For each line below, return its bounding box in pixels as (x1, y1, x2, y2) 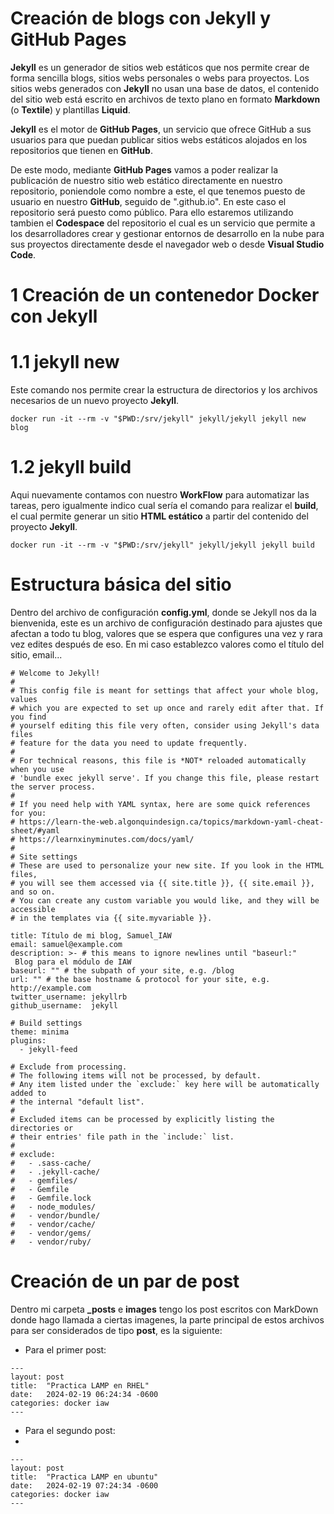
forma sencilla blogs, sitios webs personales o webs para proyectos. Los (10, 72, 310, 84)
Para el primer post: (24, 1343, 107, 1356)
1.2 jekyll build (10, 456, 132, 479)
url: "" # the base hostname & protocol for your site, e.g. (10, 974, 271, 984)
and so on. (10, 887, 56, 897)
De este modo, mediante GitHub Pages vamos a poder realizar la (10, 163, 279, 176)
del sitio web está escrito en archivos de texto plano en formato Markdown (10, 93, 321, 105)
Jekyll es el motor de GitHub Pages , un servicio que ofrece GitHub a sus (10, 123, 312, 135)
